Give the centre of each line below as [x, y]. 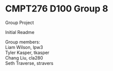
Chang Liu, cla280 [24, 57]
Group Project [20, 22]
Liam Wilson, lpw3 [24, 47]
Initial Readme [20, 32]
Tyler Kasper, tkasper [27, 52]
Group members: [23, 42]
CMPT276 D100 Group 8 [57, 9]
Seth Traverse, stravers [29, 63]
